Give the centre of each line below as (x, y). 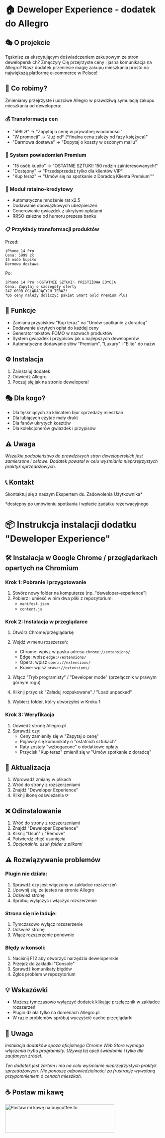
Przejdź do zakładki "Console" (43, 964)
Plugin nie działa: (26, 874)
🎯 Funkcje (21, 310)
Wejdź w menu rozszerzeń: (40, 642)
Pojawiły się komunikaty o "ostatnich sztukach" (68, 741)
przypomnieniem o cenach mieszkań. (43, 1076)
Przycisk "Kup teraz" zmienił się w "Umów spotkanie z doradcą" (85, 752)
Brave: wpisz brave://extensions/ (55, 668)
